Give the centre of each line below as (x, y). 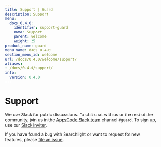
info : (10, 73)
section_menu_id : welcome (31, 55)
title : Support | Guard (29, 9)
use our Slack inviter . (26, 125)
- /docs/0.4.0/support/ (29, 68)
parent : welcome (30, 37)
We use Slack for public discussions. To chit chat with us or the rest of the (79, 114)
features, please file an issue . (34, 139)
